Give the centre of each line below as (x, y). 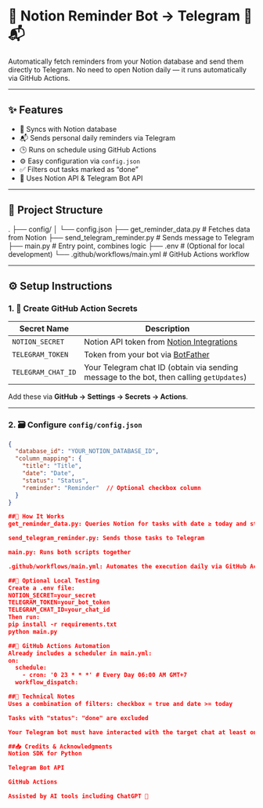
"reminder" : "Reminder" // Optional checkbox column (112, 488)
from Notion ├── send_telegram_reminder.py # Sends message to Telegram (131, 237)
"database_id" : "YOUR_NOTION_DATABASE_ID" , (87, 452)
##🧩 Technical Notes (42, 697)
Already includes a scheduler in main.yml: (80, 653)
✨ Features (36, 110)
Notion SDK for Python (45, 754)
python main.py (33, 631)
